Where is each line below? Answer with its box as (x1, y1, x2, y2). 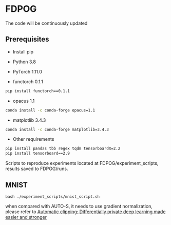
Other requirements (12, 136, 54, 142)
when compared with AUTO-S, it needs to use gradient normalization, (5, 203, 153, 209)
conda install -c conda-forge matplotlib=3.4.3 (5, 127, 109, 132)
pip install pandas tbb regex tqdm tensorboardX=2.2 (5, 146, 121, 152)
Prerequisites (5, 35, 49, 44)
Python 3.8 (12, 59, 36, 65)
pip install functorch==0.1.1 (5, 88, 70, 93)
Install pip (12, 48, 33, 54)
